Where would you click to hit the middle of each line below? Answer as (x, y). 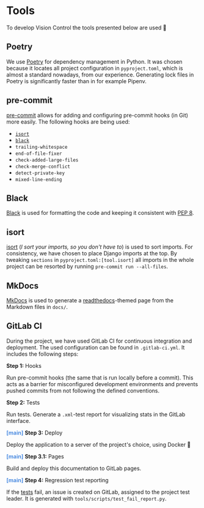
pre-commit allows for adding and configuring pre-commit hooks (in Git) (97, 115)
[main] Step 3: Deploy (35, 433)
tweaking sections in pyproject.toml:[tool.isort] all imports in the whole (100, 260)
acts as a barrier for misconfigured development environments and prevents (102, 384)
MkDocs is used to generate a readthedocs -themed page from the (90, 300)
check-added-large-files (47, 160)
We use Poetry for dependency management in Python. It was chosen (94, 61)
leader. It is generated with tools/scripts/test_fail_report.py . (86, 498)
